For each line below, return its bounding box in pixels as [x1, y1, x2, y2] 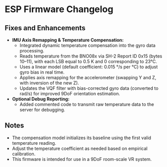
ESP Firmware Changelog [5, 4, 114, 15]
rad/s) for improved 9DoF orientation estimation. [19, 91, 121, 96]
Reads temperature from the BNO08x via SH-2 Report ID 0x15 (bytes [19, 53, 162, 59]
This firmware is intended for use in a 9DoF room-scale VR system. [12, 156, 152, 162]
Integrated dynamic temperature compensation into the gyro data [19, 42, 156, 48]
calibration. [12, 150, 36, 157]
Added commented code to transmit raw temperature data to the [19, 101, 154, 107]
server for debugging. [19, 107, 66, 113]
